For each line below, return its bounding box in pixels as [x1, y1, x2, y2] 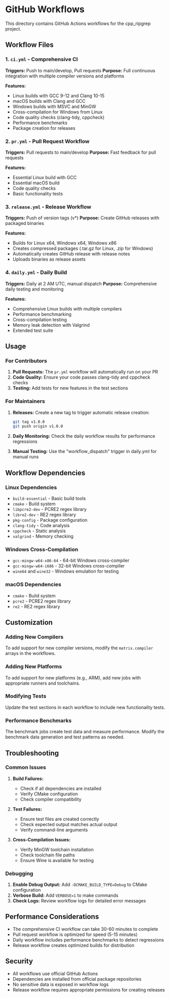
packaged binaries [5, 220, 44, 226]
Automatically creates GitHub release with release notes [12, 251, 130, 257]
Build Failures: [12, 775, 44, 782]
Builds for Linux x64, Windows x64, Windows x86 [12, 240, 117, 246]
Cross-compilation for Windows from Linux [12, 108, 103, 115]
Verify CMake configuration [20, 790, 78, 797]
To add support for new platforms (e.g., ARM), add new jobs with [5, 674, 141, 680]
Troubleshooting [5, 749, 59, 757]
